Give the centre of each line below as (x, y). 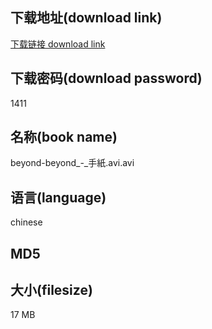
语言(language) (58, 197)
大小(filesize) (51, 290)
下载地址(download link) (86, 18)
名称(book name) (64, 137)
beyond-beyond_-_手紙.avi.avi (72, 163)
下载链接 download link (58, 44)
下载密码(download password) (106, 78)
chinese (26, 222)
